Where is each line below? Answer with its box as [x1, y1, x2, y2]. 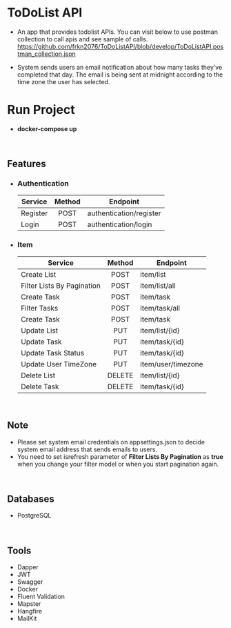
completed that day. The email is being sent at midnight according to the [17, 70, 223, 79]
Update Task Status [20, 348, 85, 357]
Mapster [17, 600, 41, 608]
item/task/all [140, 303, 181, 313]
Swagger [17, 578, 43, 586]
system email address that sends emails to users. [17, 445, 157, 453]
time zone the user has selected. [17, 77, 110, 86]
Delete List [20, 371, 56, 380]
